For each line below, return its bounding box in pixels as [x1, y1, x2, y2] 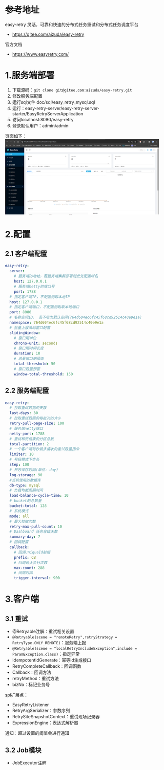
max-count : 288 [14, 565, 45, 570]
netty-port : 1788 [9, 431, 45, 436]
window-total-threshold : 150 [14, 372, 73, 376]
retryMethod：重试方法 [12, 676, 59, 682]
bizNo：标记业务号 [12, 682, 50, 687]
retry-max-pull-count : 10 [9, 524, 62, 529]
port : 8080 [9, 310, 32, 315]
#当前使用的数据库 [9, 478, 41, 483]
